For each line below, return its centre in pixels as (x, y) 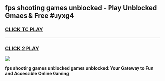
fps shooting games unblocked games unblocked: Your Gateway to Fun (79, 68)
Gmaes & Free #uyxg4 (40, 16)
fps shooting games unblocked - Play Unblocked (81, 8)
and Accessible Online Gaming (37, 73)
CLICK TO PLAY (24, 30)
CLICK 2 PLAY (22, 48)
